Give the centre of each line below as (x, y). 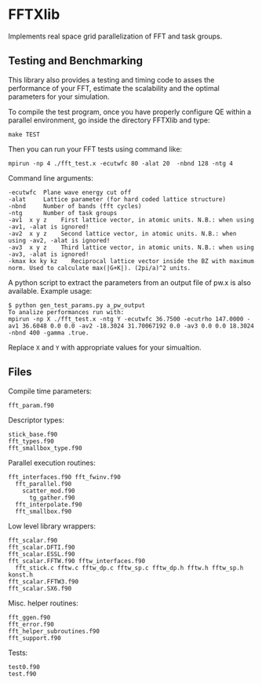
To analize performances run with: (66, 312)
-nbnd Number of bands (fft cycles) (75, 206)
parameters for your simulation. (59, 97)
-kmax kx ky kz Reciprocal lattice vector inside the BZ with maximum (131, 261)
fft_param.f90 (31, 405)
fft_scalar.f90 (33, 540)
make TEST (24, 134)
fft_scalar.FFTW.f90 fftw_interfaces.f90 (77, 561)
